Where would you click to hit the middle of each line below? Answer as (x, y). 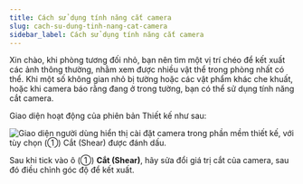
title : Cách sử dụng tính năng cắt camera (90, 18)
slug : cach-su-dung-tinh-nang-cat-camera (89, 26)
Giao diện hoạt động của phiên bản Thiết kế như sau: (108, 116)
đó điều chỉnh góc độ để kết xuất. (72, 170)
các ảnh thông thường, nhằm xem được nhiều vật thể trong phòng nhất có (147, 69)
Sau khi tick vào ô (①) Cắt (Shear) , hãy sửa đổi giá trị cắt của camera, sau (149, 161)
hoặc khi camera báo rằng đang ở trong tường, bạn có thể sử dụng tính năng (152, 89)
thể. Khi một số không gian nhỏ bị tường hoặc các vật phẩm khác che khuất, (151, 79)
